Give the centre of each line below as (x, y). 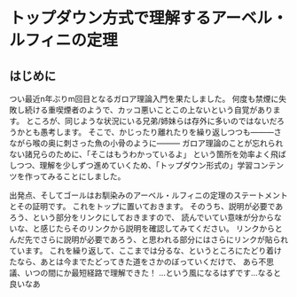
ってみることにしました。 (79, 176)
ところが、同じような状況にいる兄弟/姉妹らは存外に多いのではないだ (152, 121)
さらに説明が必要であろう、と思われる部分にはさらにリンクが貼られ (164, 239)
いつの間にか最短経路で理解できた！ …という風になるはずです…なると (153, 273)
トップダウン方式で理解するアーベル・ (148, 18)
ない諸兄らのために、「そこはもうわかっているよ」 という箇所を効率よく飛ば (148, 154)
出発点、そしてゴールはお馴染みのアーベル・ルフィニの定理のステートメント (148, 195)
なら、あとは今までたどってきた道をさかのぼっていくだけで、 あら (137, 262)
